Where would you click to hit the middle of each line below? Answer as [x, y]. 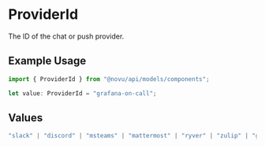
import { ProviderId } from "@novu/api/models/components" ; [109, 79]
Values [26, 118]
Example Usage [47, 61]
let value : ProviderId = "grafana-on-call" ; [82, 93]
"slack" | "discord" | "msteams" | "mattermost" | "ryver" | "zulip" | [129, 136]
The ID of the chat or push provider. [66, 36]
